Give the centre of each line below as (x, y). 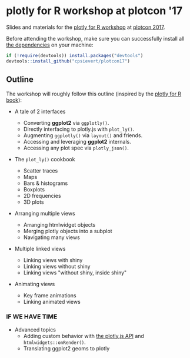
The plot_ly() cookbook (45, 159)
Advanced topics (35, 329)
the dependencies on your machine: (50, 45)
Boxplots (34, 189)
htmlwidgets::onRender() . (55, 342)
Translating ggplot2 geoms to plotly (66, 348)
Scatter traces (41, 170)
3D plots (34, 202)
